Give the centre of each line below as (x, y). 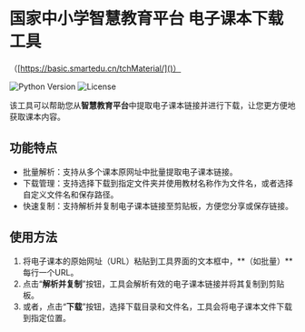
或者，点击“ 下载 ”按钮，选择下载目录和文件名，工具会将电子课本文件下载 (157, 307)
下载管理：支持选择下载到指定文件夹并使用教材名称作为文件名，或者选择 (157, 183)
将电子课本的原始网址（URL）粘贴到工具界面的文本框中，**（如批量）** (157, 261)
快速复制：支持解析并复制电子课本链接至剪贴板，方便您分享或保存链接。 (157, 206)
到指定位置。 (46, 317)
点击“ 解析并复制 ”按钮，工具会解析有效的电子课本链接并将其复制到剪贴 (153, 284)
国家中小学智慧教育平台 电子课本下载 (147, 19)
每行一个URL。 (50, 272)
